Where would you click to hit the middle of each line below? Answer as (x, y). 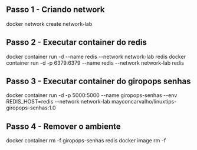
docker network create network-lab (49, 24)
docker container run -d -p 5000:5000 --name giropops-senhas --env (92, 95)
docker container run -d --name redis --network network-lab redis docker (96, 56)
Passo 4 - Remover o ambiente (63, 126)
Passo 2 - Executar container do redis (77, 43)
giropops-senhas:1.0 (31, 108)
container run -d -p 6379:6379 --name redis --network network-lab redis (95, 63)
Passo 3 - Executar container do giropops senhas (98, 81)
